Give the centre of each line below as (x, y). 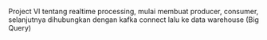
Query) (20, 28)
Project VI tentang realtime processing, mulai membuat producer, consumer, (133, 11)
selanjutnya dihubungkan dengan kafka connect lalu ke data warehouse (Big (133, 20)
